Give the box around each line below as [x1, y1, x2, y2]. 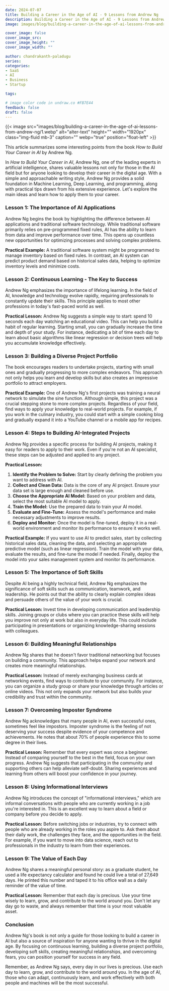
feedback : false [5, 105, 39, 110]
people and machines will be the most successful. [5, 980, 109, 986]
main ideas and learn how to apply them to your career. [5, 192, 120, 198]
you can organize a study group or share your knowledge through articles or [5, 683, 163, 689]
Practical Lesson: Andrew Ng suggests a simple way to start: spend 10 [5, 313, 152, 319]
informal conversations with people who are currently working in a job [5, 800, 150, 806]
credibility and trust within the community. [5, 694, 93, 700]
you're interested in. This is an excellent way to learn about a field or [5, 805, 147, 812]
